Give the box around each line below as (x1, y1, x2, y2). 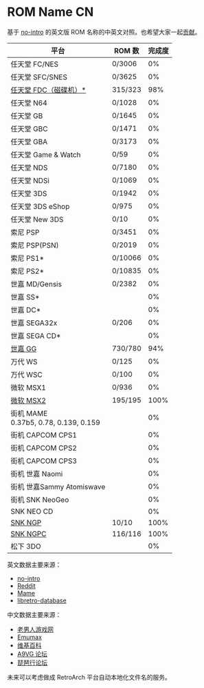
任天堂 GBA (10, 137, 48, 146)
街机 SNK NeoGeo (10, 495, 69, 504)
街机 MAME (10, 409, 48, 418)
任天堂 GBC (10, 124, 48, 133)
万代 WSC (10, 370, 43, 380)
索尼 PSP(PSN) (10, 240, 60, 250)
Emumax (16, 633, 43, 641)
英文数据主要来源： (7, 560, 62, 569)
